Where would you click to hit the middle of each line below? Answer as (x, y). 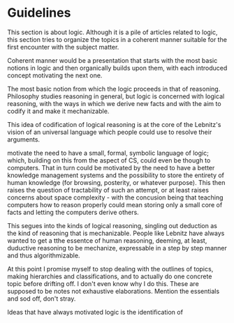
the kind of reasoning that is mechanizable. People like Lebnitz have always (116, 233)
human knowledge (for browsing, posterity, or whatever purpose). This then (116, 182)
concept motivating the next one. (55, 75)
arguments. (24, 139)
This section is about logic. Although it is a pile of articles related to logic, (112, 32)
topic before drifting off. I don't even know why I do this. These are (103, 283)
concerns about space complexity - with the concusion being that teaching (115, 197)
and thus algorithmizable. (44, 255)
